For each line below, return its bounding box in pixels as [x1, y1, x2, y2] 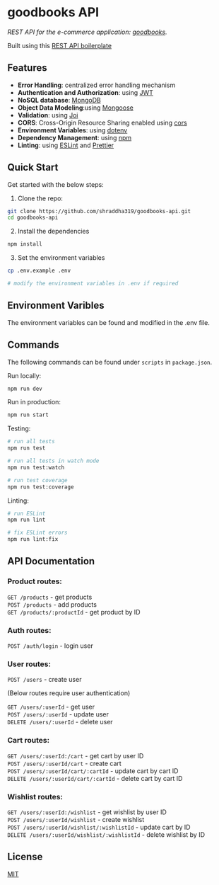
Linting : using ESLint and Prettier [17, 141, 114, 149]
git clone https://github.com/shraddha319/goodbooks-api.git [7, 207, 191, 215]
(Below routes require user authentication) [7, 689, 131, 697]
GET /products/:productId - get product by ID [7, 607, 141, 616]
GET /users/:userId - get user [7, 702, 95, 712]
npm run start [7, 411, 49, 418]
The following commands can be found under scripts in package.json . [7, 358, 213, 366]
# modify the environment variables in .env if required [7, 280, 179, 287]
